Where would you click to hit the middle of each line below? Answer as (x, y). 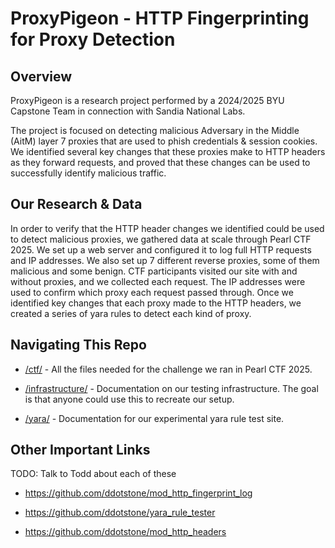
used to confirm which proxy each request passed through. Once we (152, 292)
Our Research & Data (76, 204)
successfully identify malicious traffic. (88, 173)
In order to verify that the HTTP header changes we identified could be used (167, 228)
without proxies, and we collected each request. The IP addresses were (158, 281)
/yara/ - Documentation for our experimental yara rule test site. (154, 418)
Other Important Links (80, 450)
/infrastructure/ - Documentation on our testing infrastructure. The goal (171, 388)
